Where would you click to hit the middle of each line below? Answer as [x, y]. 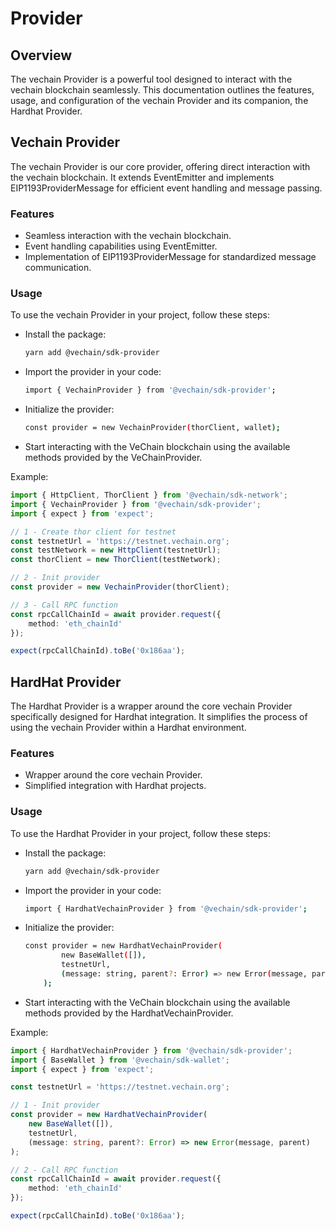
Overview [41, 55]
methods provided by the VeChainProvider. [113, 458]
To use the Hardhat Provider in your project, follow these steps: [141, 833]
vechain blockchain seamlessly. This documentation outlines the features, [162, 90]
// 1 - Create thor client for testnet [93, 532]
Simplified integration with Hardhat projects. [115, 786]
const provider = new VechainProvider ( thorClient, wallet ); [152, 428]
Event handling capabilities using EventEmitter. [121, 246]
